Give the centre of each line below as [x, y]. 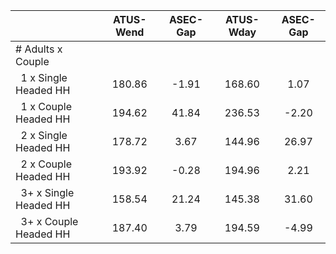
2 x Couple [46, 164]
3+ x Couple [49, 221]
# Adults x [39, 49]
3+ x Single [47, 192]
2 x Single [44, 135]
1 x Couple [46, 106]
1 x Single [44, 77]
